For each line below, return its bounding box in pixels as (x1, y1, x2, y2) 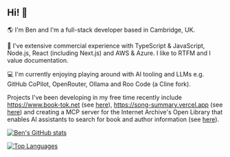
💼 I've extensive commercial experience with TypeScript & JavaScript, (7, 41, 205, 50)
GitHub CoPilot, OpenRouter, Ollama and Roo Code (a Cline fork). (7, 80, 191, 88)
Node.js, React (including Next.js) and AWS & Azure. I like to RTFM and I (7, 49, 211, 57)
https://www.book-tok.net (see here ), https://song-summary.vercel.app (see (7, 101, 223, 109)
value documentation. (7, 56, 69, 64)
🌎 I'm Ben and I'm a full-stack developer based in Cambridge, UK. (7, 25, 196, 34)
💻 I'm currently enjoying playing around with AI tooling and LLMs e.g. (7, 70, 205, 78)
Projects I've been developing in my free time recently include (7, 93, 183, 101)
